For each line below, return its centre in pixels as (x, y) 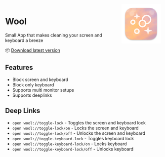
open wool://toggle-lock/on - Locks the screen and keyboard (75, 128)
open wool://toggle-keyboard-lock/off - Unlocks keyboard (73, 149)
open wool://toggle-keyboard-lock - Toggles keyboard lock (73, 138)
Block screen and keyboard (40, 79)
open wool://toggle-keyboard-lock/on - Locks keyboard (69, 144)
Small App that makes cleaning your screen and (54, 35)
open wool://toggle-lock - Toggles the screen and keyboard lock (79, 122)
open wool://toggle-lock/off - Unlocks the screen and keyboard (79, 133)
